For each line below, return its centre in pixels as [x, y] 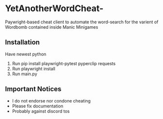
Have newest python [26, 54]
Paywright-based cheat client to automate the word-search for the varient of [82, 22]
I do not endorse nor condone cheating [51, 101]
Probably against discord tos [41, 111]
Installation [22, 42]
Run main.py [25, 74]
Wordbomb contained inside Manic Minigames [52, 27]
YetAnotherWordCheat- [54, 8]
